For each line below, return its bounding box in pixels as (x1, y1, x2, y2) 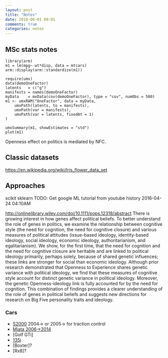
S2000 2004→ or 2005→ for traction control (12, 320, 106, 327)
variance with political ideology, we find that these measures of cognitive (5, 270, 158, 276)
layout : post (5, 7, 33, 13)
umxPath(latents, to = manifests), (14, 103, 90, 108)
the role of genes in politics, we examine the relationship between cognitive (5, 221, 163, 227)
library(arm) (5, 58, 33, 63)
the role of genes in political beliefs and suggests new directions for (5, 291, 147, 297)
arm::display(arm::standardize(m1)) (5, 67, 82, 73)
